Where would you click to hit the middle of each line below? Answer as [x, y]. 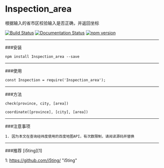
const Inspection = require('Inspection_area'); [55, 80]
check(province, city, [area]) [37, 103]
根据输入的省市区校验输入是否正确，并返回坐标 [52, 23]
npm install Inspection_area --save [42, 56]
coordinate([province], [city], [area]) [47, 112]
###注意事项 [18, 126]
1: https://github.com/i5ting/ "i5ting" [41, 160]
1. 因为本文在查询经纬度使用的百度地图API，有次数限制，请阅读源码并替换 [70, 136]
